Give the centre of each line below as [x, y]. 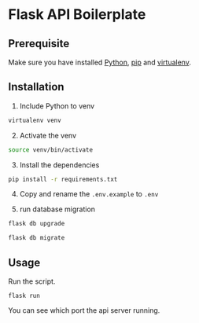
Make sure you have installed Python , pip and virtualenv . [99, 62]
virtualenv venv [35, 120]
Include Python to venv [57, 106]
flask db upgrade [37, 224]
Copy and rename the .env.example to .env [89, 194]
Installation [36, 87]
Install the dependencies [59, 165]
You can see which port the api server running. [84, 310]
